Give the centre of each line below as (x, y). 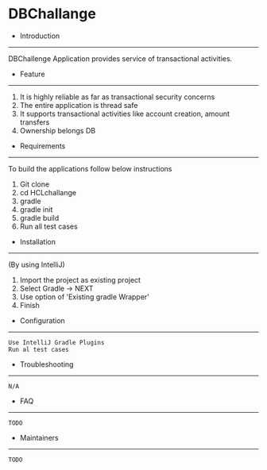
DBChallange (52, 14)
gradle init (36, 209)
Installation (38, 241)
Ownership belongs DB (58, 130)
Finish (29, 305)
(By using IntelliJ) (37, 264)
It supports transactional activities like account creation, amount (125, 114)
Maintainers (39, 437)
